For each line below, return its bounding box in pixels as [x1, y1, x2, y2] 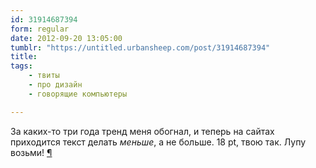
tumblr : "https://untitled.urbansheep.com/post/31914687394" [10, 42, 271, 53]
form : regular [10, 24, 70, 34]
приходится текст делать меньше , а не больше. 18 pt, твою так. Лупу [10, 136, 307, 148]
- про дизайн [28, 80, 83, 90]
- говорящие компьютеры [28, 89, 128, 99]
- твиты [28, 71, 60, 81]
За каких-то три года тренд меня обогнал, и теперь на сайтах [10, 125, 275, 137]
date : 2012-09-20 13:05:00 [10, 33, 123, 43]
